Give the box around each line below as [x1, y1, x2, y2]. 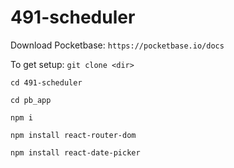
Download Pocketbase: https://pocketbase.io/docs [10, 39, 225, 51]
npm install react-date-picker [10, 147, 141, 158]
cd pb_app [10, 95, 52, 105]
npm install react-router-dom [10, 130, 137, 140]
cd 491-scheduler [10, 77, 83, 88]
